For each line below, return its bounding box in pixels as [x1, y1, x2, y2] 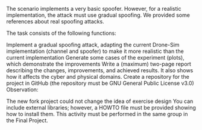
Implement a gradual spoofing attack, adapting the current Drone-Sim [6, 42, 180, 48]
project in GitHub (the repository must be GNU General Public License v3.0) [6, 79, 194, 87]
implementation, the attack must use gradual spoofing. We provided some [6, 11, 190, 19]
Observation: [6, 86, 39, 93]
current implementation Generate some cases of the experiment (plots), [6, 54, 185, 61]
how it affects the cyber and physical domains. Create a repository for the [6, 73, 190, 80]
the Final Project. [6, 117, 48, 124]
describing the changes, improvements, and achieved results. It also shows [6, 67, 194, 74]
